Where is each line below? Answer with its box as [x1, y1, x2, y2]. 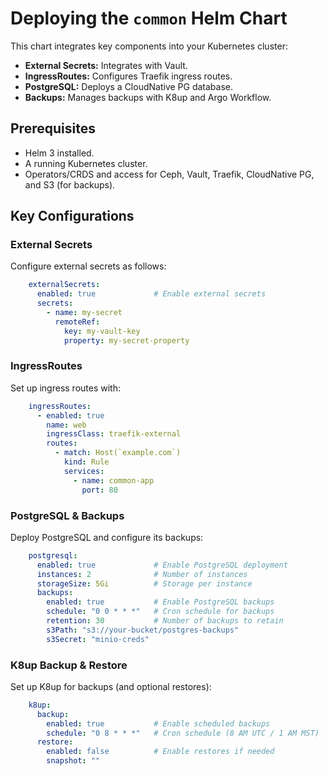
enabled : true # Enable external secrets [36, 289, 267, 299]
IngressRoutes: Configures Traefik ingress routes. [24, 70, 233, 82]
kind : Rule [63, 457, 110, 467]
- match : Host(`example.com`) [54, 448, 182, 458]
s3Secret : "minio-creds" [46, 634, 150, 644]
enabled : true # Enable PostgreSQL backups [46, 597, 275, 607]
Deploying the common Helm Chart [10, 7, 288, 30]
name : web [46, 420, 87, 430]
